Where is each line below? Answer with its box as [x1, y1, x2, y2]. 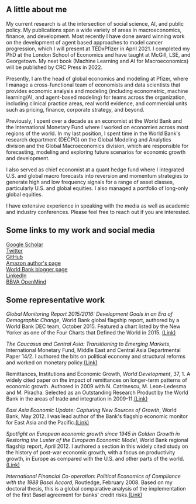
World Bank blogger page [6, 265, 68, 272]
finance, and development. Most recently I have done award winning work [6, 32, 185, 40]
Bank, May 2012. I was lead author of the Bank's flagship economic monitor [6, 413, 188, 420]
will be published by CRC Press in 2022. [6, 64, 103, 71]
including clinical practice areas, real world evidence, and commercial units [6, 99, 187, 107]
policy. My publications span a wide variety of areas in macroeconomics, [6, 26, 182, 33]
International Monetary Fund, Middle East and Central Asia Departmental [6, 347, 181, 354]
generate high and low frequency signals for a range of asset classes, [6, 178, 174, 185]
